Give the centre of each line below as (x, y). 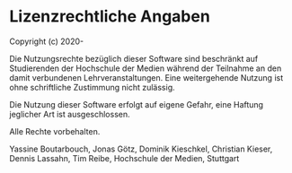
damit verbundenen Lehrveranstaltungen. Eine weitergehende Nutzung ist (146, 77)
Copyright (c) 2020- (46, 41)
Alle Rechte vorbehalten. (55, 131)
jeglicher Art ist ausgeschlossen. (70, 114)
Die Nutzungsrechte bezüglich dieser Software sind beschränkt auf (134, 58)
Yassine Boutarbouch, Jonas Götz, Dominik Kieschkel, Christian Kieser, (141, 149)
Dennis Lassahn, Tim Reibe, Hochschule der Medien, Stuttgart (124, 158)
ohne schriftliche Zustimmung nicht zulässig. (92, 87)
